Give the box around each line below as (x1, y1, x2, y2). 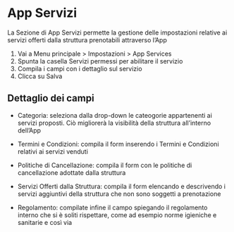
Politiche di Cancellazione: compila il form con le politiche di (17, 161, 192, 169)
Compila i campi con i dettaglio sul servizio (17, 64, 142, 73)
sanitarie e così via (17, 218, 73, 226)
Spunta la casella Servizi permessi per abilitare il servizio (17, 56, 183, 65)
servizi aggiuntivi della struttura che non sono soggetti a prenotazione (17, 189, 221, 198)
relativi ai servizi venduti (17, 147, 88, 156)
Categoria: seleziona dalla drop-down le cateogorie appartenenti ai (17, 111, 213, 119)
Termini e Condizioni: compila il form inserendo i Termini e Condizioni (17, 140, 220, 148)
